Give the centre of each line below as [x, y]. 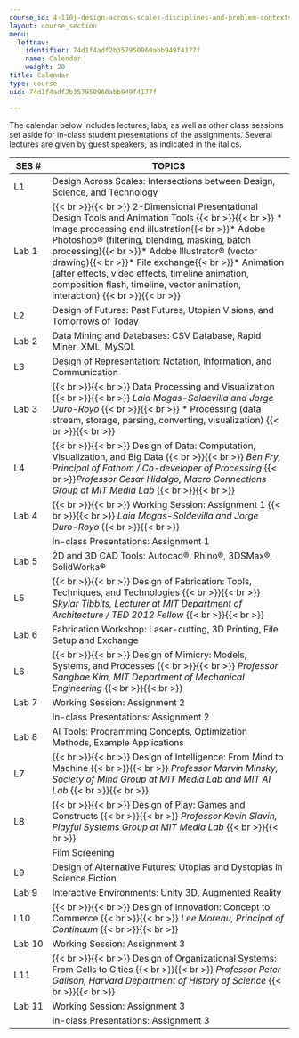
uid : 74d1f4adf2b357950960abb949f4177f [83, 92]
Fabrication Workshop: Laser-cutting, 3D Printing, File [165, 629]
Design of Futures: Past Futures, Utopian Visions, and [163, 310]
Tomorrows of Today [96, 321]
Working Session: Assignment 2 [118, 702]
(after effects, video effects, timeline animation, [150, 273]
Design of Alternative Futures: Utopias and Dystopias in [167, 866]
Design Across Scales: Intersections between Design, [164, 181]
